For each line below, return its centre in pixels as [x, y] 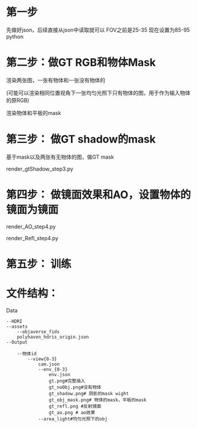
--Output [17, 342]
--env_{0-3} [53, 369]
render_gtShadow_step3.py [40, 169]
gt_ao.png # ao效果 [72, 413]
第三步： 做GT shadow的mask [81, 139]
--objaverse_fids [38, 331]
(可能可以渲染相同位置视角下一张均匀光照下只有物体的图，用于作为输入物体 [98, 92]
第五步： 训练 [39, 264]
